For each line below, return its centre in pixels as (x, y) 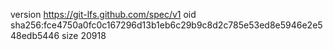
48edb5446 (35, 35)
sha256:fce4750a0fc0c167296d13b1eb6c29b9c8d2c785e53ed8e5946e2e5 (166, 25)
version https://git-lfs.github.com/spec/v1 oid (103, 14)
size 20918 (84, 35)
